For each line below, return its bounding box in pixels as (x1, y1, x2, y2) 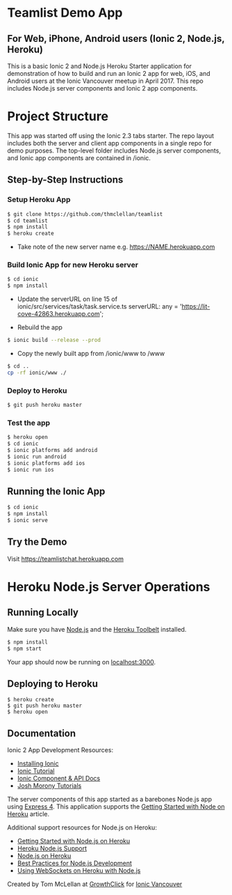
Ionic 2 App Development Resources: (7, 746, 113, 754)
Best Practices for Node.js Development (17, 859, 132, 868)
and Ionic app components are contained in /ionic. (7, 153, 151, 162)
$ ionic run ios (7, 466, 54, 473)
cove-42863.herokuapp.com (17, 310, 100, 318)
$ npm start (7, 645, 42, 652)
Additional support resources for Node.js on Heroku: (7, 823, 158, 832)
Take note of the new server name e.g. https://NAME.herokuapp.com (17, 242, 215, 251)
